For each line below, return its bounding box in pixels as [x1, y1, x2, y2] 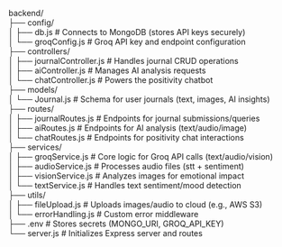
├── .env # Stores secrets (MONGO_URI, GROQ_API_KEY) [8, 218, 224, 229]
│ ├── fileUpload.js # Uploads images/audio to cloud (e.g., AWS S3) [8, 199, 263, 210]
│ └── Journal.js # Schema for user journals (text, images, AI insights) [8, 94, 271, 105]
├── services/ [8, 142, 62, 152]
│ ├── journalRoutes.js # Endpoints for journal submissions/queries [8, 113, 260, 123]
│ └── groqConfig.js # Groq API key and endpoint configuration [8, 36, 246, 47]
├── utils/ [8, 189, 46, 200]
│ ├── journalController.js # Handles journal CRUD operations [8, 56, 240, 66]
